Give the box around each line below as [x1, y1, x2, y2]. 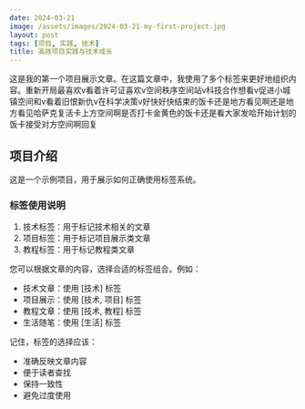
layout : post [9, 30, 59, 39]
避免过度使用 [22, 390, 71, 401]
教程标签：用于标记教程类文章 [22, 244, 135, 255]
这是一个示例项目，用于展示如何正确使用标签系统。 [9, 174, 201, 185]
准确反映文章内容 [22, 356, 87, 367]
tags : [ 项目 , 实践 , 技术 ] [9, 38, 100, 48]
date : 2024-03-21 [9, 13, 76, 23]
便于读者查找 [22, 367, 71, 378]
